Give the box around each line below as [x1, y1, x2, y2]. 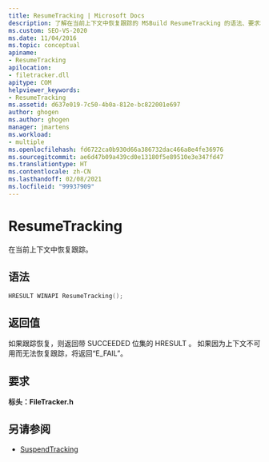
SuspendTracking [19, 444, 78, 454]
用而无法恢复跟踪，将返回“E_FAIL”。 [8, 348, 128, 358]
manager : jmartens [8, 123, 70, 131]
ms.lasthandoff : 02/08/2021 [8, 175, 102, 184]
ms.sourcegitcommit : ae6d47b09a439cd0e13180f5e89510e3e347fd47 [8, 153, 224, 161]
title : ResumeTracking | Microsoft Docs [8, 11, 146, 20]
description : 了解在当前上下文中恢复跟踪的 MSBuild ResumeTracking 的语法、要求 [8, 19, 260, 27]
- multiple [8, 137, 45, 146]
